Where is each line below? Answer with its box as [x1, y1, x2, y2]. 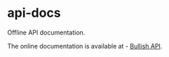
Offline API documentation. [7, 28, 86, 37]
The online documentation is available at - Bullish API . [7, 42, 163, 50]
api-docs [7, 5, 61, 21]
